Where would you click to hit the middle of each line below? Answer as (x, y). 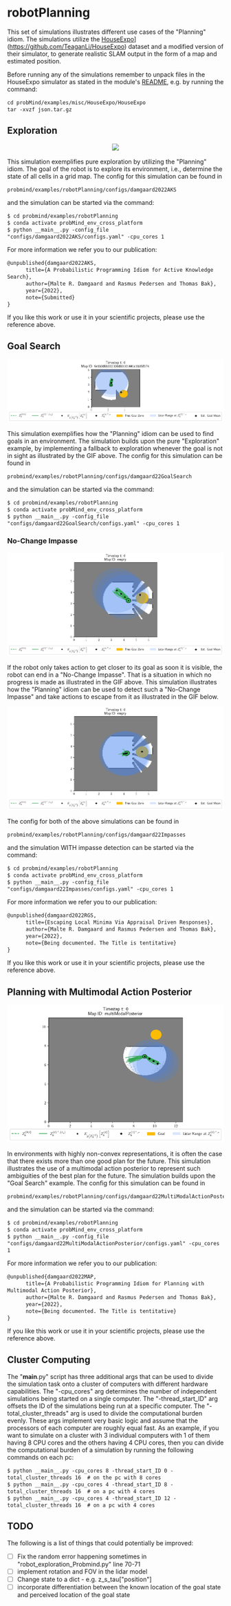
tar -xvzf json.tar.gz (40, 109)
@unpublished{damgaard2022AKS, (52, 263)
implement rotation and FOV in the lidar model (82, 1572)
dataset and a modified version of (176, 46)
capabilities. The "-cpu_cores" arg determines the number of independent (112, 1391)
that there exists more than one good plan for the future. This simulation (109, 1161)
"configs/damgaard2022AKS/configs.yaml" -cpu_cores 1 (86, 237)
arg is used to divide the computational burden (136, 1413)
